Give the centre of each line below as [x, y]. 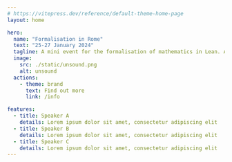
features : [21, 109]
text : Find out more [55, 91]
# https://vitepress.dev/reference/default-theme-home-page [96, 13]
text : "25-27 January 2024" [54, 46]
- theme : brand [41, 84]
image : [23, 58]
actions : [26, 78]
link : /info [42, 97]
